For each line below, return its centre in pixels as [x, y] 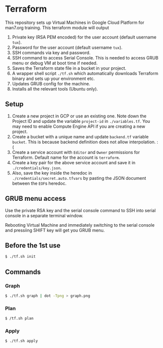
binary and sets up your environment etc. [53, 78]
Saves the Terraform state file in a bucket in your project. [69, 68]
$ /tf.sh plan [19, 319]
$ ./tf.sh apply [21, 341]
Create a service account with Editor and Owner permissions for [76, 152]
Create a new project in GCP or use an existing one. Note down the [79, 116]
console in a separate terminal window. [44, 215]
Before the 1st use [33, 245]
